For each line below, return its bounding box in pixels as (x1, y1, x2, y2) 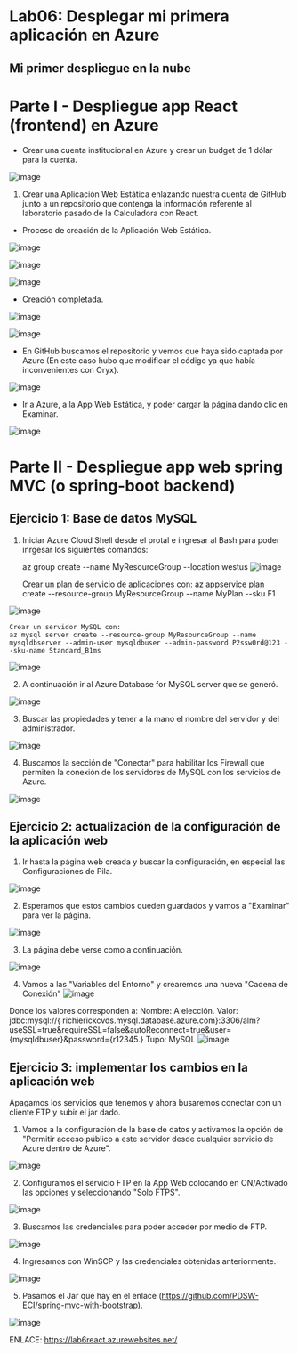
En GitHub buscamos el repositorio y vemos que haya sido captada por (21, 345, 284, 356)
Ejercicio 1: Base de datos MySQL (9, 511, 197, 526)
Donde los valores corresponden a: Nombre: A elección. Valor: (9, 1006, 238, 1017)
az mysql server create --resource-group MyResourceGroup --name (9, 630, 256, 639)
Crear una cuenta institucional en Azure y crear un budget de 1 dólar (21, 144, 273, 155)
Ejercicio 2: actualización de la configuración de (9, 819, 281, 834)
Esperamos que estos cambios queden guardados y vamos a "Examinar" (21, 901, 290, 912)
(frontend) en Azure (9, 115, 159, 135)
